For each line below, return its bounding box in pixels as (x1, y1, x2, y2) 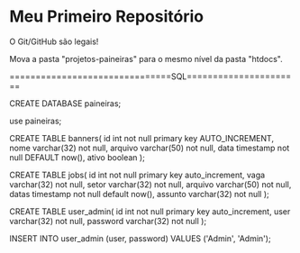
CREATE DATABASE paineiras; (9, 97, 122, 109)
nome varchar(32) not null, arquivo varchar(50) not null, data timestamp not (9, 142, 290, 153)
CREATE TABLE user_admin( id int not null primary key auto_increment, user (9, 205, 291, 217)
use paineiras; (9, 115, 62, 126)
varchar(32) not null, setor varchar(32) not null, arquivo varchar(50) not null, (9, 178, 292, 190)
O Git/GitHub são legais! (9, 36, 99, 47)
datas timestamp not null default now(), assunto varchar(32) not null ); (9, 188, 269, 199)
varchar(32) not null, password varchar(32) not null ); (9, 215, 207, 226)
